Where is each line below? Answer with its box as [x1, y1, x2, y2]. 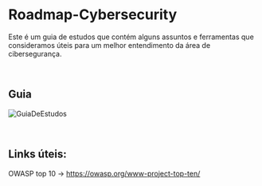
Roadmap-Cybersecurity [8, 6, 178, 24]
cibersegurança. [8, 49, 62, 58]
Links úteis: [8, 148, 68, 161]
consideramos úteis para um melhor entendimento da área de [8, 40, 211, 49]
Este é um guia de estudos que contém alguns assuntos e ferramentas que [8, 32, 255, 42]
